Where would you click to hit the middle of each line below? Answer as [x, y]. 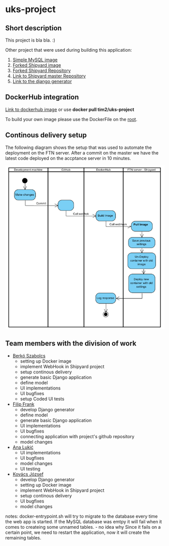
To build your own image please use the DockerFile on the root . [71, 119]
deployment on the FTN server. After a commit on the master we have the [82, 152]
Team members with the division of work [71, 344]
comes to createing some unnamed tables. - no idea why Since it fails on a [83, 527]
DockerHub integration [42, 97]
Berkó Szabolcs [29, 356]
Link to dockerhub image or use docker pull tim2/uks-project [70, 109]
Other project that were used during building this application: [69, 50]
